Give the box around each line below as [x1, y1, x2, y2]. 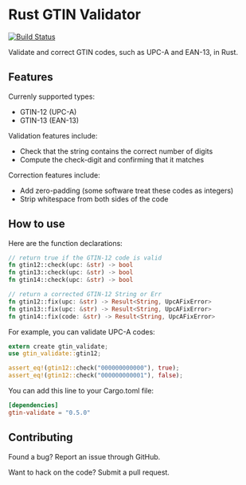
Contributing [8, 431, 73, 444]
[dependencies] [8, 401, 59, 409]
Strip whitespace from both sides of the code [19, 194, 169, 204]
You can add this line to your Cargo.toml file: [8, 386, 154, 396]
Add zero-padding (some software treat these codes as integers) [19, 186, 234, 195]
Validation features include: [8, 131, 98, 140]
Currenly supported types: [8, 92, 96, 101]
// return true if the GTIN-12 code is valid [8, 253, 162, 262]
